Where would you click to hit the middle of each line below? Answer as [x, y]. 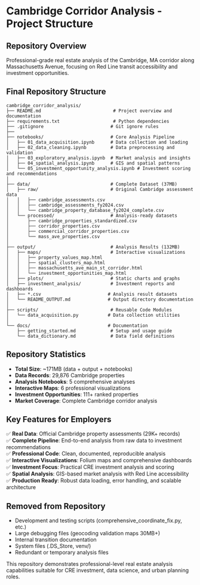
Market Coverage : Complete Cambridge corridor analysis [86, 401]
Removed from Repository [56, 506]
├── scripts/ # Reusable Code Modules [89, 310]
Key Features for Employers [59, 419]
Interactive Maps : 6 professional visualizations [73, 388]
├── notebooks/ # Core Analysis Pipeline [90, 137]
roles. [13, 577]
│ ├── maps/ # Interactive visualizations [96, 252]
